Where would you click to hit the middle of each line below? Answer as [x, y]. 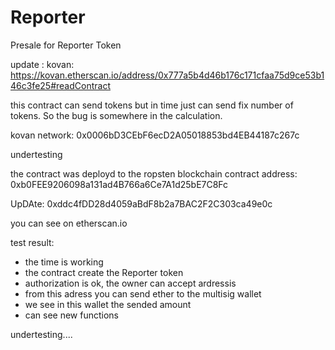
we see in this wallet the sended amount [108, 304]
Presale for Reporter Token [66, 45]
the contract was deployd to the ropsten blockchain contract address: [154, 173]
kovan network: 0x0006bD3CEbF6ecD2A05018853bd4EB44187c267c [155, 135]
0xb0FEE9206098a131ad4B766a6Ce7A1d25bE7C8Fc [119, 184]
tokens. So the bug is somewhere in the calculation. [116, 115]
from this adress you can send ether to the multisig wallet [143, 293]
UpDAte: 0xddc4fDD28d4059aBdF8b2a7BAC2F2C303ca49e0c [141, 203]
